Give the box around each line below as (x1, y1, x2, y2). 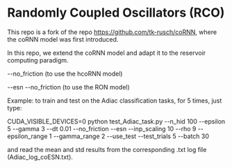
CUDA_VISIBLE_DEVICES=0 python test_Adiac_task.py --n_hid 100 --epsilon (7, 117, 226, 126)
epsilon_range (7, 132, 48, 140)
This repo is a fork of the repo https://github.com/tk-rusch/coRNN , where (7, 28, 217, 36)
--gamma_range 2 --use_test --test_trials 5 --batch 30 (53, 132, 210, 140)
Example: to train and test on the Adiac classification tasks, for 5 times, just (7, 96, 222, 105)
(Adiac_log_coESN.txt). (7, 153, 73, 161)
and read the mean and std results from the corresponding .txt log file (7, 145, 207, 153)
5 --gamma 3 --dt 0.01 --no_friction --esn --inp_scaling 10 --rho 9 (7, 124, 197, 133)
